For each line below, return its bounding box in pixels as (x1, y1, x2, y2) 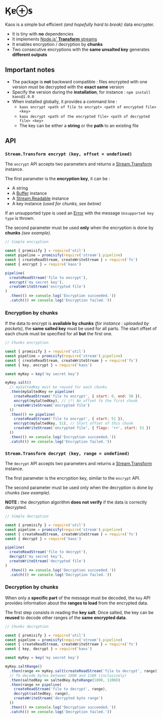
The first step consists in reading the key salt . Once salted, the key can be (5, 609, 154, 615)
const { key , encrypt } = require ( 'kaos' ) (5, 363, 92, 368)
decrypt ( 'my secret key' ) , (9, 554, 64, 559)
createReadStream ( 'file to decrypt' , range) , (14, 687, 108, 692)
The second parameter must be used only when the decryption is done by (5, 485, 153, 490)
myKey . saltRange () (5, 664, 42, 669)
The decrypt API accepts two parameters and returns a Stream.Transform (5, 461, 152, 466)
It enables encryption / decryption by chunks (12, 41, 103, 47)
